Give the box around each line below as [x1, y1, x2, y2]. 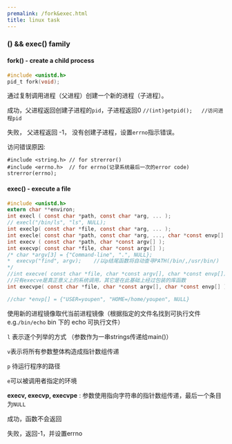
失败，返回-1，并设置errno [7, 429, 83, 437]
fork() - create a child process [7, 57, 95, 65]
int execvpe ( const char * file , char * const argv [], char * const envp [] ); [7, 283, 230, 290]
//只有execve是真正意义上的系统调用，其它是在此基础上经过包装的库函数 [7, 277, 186, 284]
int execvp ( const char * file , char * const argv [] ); [7, 244, 166, 252]
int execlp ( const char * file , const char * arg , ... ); [7, 226, 171, 233]
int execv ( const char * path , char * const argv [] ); [7, 238, 166, 245]
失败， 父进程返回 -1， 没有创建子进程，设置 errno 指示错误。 [7, 128, 178, 137]
